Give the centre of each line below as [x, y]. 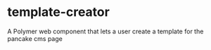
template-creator [59, 12]
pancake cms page [35, 38]
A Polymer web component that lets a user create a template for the [105, 31]
